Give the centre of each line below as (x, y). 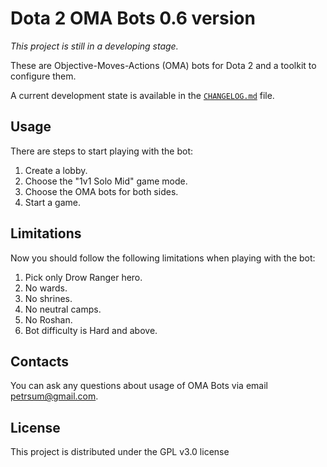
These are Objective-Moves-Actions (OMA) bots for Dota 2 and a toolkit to (163, 65)
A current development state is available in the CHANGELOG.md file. (142, 95)
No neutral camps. (63, 309)
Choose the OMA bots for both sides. (101, 191)
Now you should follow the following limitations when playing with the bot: (163, 258)
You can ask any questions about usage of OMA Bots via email (139, 386)
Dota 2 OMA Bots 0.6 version (133, 18)
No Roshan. (48, 319)
